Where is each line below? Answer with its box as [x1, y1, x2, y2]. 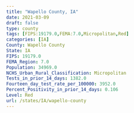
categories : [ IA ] [6, 36, 49, 42]
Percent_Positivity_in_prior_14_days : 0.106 [6, 87, 119, 93]
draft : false [6, 20, 39, 26]
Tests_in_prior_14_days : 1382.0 [6, 75, 86, 81]
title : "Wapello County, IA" [6, 8, 79, 15]
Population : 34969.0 [6, 64, 58, 71]
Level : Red [6, 92, 33, 98]
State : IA [6, 48, 31, 54]
